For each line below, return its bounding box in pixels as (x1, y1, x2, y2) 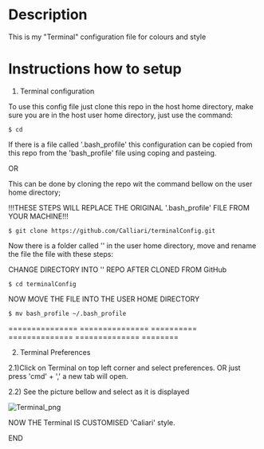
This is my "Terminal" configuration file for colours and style (8, 32, 207, 41)
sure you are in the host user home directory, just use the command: (8, 110, 233, 120)
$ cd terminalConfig (8, 280, 77, 288)
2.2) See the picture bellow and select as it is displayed (8, 387, 190, 396)
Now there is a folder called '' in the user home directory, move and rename (8, 241, 257, 250)
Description (8, 6, 88, 24)
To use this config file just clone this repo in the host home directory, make (8, 101, 254, 111)
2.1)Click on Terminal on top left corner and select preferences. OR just (8, 363, 241, 372)
